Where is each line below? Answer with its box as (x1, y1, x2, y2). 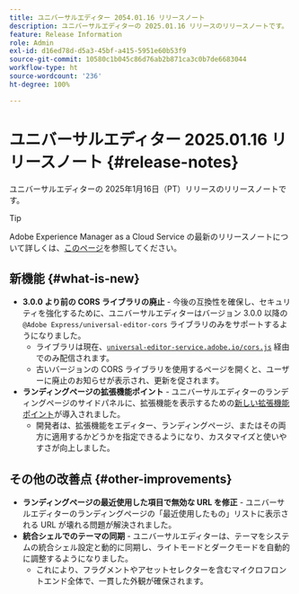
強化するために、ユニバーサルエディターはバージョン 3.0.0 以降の (45, 307, 288, 319)
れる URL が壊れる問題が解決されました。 (22, 519, 177, 530)
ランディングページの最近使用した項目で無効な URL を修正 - (22, 497, 244, 508)
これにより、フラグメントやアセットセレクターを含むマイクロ (35, 564, 263, 575)
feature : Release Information (9, 30, 123, 39)
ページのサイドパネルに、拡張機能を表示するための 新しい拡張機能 (46, 397, 290, 409)
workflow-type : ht (9, 64, 78, 73)
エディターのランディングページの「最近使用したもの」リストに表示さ (30, 509, 289, 519)
